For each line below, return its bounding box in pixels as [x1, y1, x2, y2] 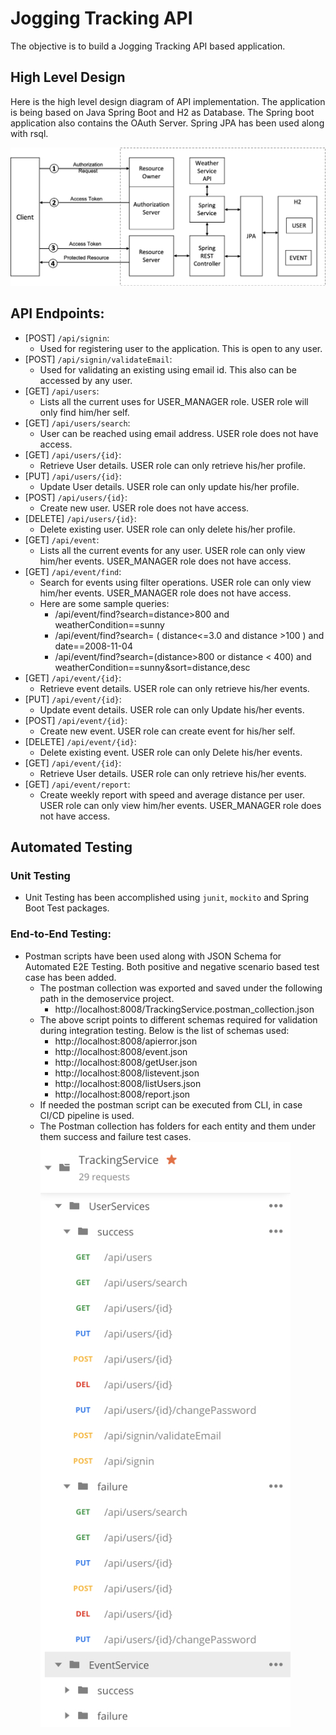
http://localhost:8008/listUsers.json [54, 1077, 202, 1089]
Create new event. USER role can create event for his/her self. [39, 725, 296, 737]
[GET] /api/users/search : [24, 417, 131, 429]
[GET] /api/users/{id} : [24, 448, 122, 461]
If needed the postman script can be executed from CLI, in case [39, 1098, 303, 1111]
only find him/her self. [39, 406, 130, 418]
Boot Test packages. [24, 902, 110, 914]
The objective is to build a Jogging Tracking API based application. [10, 40, 286, 52]
